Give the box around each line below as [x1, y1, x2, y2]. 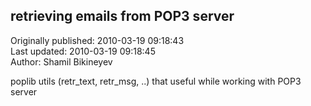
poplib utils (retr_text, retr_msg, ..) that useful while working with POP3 [10, 75, 302, 87]
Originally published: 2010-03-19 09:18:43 [10, 34, 185, 46]
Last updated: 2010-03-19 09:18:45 [10, 45, 156, 57]
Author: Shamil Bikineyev [10, 55, 113, 68]
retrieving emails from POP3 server [10, 8, 235, 25]
